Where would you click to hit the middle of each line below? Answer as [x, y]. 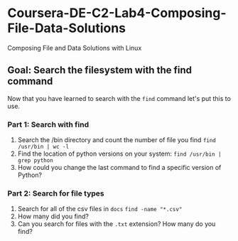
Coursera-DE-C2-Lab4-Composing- [117, 13]
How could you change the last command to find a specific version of [119, 168]
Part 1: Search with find [48, 124]
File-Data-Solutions [67, 28]
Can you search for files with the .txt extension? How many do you [117, 224]
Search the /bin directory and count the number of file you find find [117, 140]
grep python [35, 161]
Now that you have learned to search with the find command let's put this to [119, 98]
